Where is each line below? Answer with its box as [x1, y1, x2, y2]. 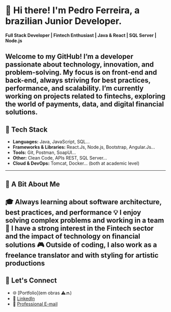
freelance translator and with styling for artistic [5, 251, 159, 260]
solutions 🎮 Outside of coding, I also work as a [5, 240, 157, 249]
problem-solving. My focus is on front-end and [5, 68, 157, 77]
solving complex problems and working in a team [5, 216, 164, 225]
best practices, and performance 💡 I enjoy [5, 208, 141, 216]
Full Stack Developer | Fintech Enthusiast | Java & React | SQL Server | [5, 32, 157, 38]
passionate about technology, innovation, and [5, 60, 154, 69]
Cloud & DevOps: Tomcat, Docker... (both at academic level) [12, 160, 140, 167]
